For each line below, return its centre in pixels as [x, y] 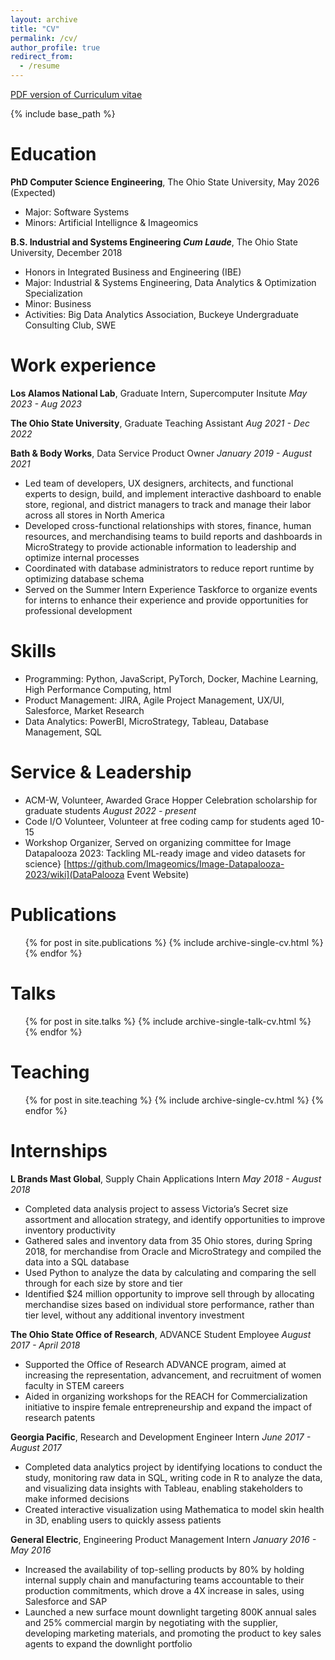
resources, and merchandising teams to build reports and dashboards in [173, 536]
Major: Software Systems [77, 212]
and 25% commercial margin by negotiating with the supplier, [151, 1622]
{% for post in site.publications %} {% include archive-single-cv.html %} [174, 942]
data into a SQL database [77, 1262]
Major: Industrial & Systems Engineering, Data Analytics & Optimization [170, 282]
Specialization [53, 293]
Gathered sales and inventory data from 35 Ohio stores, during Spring [168, 1240]
